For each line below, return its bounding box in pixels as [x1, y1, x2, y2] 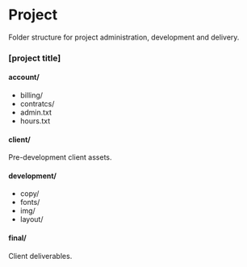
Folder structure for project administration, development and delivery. [8, 32, 240, 42]
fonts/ [19, 198, 40, 207]
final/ [8, 233, 27, 243]
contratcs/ [19, 99, 55, 109]
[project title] [8, 52, 61, 64]
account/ [8, 73, 40, 82]
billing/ [19, 90, 43, 100]
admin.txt [19, 107, 52, 118]
